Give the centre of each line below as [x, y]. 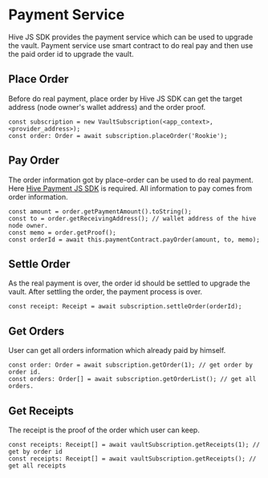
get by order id [35, 452]
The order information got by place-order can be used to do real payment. [131, 180]
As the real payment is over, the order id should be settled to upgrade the [129, 283]
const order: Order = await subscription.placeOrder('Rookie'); [118, 136]
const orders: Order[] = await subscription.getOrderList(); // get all [132, 379]
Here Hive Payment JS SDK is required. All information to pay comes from [130, 188]
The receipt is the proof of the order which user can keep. [104, 430]
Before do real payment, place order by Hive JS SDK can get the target [126, 99]
